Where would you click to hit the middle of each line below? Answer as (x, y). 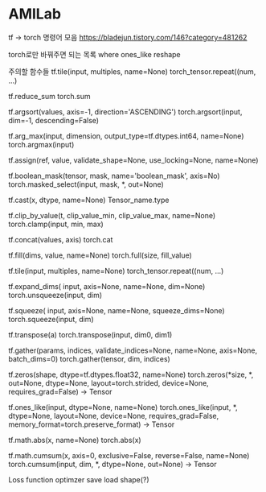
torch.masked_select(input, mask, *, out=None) (86, 184)
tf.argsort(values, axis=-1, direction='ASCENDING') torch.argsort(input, (125, 112)
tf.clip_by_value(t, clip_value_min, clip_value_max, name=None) (112, 215)
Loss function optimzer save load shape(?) (79, 479)
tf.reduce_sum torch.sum (49, 96)
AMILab (35, 14)
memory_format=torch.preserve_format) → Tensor (92, 424)
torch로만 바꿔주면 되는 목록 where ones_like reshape (94, 54)
